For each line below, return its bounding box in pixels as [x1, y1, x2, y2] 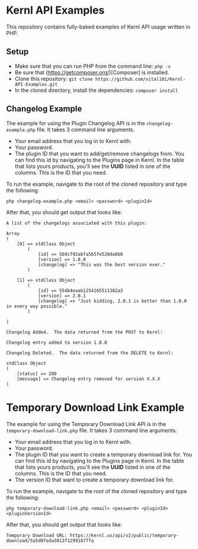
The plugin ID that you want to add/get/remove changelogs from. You [14, 150, 185, 157]
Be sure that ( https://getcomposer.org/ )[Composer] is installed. [14, 69, 170, 76]
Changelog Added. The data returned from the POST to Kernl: [6, 329, 163, 335]
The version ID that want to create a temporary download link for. [14, 476, 174, 483]
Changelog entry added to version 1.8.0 [6, 339, 108, 345]
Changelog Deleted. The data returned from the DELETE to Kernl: [6, 350, 174, 356]
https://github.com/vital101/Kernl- [95, 76, 186, 82]
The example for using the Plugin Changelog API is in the [6, 119, 145, 126]
